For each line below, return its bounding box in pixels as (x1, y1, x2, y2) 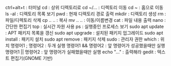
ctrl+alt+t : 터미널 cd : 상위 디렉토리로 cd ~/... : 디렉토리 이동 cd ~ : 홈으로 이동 (5, 5, 163, 10)
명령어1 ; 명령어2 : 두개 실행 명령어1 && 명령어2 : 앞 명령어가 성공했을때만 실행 (10, 43, 165, 48)
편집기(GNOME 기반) (10, 55, 53, 61)
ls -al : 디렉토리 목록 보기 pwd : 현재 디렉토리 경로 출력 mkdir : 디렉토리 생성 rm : (5, 11, 166, 17)
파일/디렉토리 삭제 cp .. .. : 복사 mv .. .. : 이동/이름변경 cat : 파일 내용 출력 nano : (5, 17, 166, 23)
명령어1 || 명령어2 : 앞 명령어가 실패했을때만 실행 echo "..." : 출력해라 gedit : (5, 49, 157, 55)
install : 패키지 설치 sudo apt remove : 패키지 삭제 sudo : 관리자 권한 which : (5, 36, 159, 42)
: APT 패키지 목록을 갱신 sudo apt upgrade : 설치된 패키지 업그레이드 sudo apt (5, 30, 163, 36)
